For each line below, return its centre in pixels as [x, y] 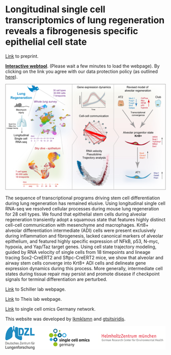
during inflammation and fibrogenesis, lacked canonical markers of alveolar [84, 235]
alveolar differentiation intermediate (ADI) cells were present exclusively [81, 230]
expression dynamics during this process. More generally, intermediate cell [84, 268]
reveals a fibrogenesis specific [72, 31]
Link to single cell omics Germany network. [50, 309]
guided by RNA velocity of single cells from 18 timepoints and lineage [78, 252]
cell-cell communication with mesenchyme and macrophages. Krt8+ [77, 225]
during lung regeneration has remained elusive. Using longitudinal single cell [85, 203]
